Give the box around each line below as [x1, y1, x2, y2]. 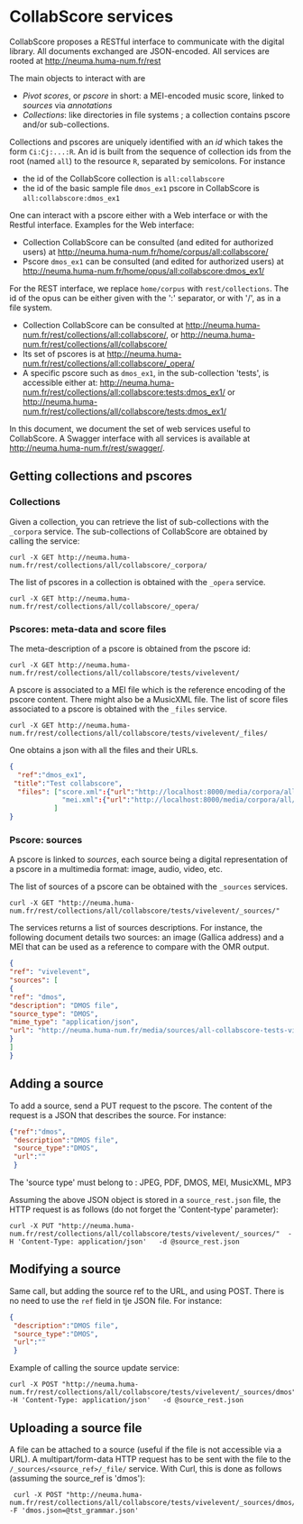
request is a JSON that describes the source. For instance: [9, 1109, 227, 1120]
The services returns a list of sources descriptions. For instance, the [9, 923, 263, 933]
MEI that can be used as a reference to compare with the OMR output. [9, 941, 270, 952]
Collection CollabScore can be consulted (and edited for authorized [22, 236, 274, 247]
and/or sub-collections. [22, 119, 110, 130]
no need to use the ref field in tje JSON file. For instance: [9, 1295, 223, 1306]
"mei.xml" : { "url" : [61, 795, 131, 804]
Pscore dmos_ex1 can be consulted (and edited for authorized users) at [22, 255, 284, 267]
